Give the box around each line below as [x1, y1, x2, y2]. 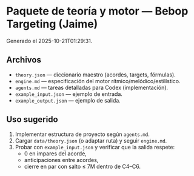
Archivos [6, 55, 41, 65]
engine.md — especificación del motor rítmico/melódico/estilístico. [15, 77, 181, 84]
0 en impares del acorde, [24, 150, 87, 157]
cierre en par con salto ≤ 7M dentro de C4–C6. [24, 163, 141, 170]
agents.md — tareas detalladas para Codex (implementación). [15, 84, 169, 91]
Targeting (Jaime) [6, 17, 98, 31]
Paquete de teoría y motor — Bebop [6, 4, 189, 18]
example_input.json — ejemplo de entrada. [15, 90, 123, 98]
